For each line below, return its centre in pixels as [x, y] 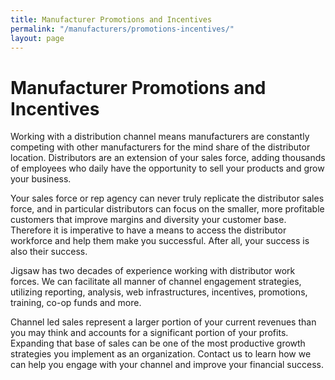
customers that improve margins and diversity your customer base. [148, 220]
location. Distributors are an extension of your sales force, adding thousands [168, 158]
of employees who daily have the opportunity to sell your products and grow [167, 168]
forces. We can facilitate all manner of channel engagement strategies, [156, 282]
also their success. [49, 252]
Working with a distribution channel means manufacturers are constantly [160, 137]
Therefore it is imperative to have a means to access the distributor [148, 230]
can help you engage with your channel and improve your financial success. [167, 365]
